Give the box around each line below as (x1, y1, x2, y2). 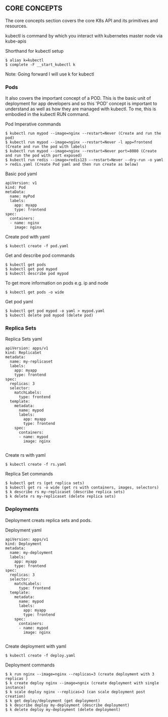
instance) (5, 685, 26, 690)
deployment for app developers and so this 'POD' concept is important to (5, 101, 157, 107)
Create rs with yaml (5, 452, 46, 458)
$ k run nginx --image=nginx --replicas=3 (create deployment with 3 (5, 671, 155, 676)
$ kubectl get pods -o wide (5, 290, 65, 295)
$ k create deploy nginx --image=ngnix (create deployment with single (5, 681, 159, 686)
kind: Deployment (5, 541, 42, 546)
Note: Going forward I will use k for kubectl (5, 71, 94, 77)
